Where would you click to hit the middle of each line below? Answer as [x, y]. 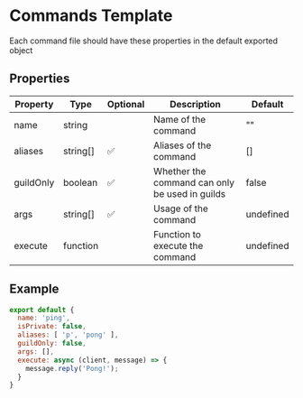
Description [195, 104]
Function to [177, 234]
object [21, 50]
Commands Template [91, 16]
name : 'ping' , [44, 318]
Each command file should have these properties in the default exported [143, 41]
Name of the [179, 119]
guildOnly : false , [52, 344]
